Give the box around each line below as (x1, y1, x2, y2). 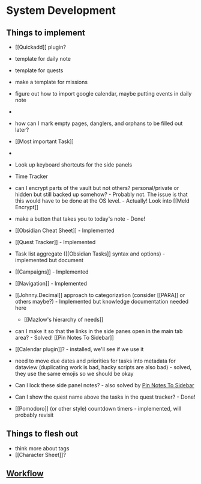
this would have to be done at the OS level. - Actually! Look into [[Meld (14, 197, 190, 204)
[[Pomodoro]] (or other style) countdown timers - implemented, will (14, 405, 182, 412)
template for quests (14, 67, 64, 74)
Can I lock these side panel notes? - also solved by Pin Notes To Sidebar (14, 382, 194, 388)
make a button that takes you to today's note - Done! (14, 215, 146, 222)
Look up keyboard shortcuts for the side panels (14, 161, 133, 168)
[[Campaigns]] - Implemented (14, 268, 89, 275)
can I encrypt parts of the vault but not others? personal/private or (14, 185, 179, 191)
